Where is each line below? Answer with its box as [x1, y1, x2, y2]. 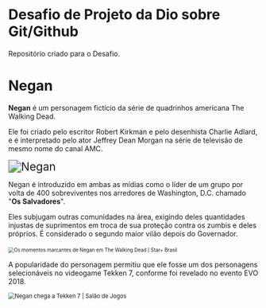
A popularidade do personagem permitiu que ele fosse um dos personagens [8, 259, 258, 269]
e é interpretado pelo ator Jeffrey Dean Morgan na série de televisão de [8, 135, 244, 145]
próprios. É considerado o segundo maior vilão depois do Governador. [8, 228, 238, 238]
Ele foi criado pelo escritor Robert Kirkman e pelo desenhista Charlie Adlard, [8, 127, 258, 136]
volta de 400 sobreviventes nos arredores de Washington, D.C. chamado [8, 188, 246, 197]
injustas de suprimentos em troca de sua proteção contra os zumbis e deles [8, 220, 256, 230]
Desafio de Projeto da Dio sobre [8, 6, 221, 24]
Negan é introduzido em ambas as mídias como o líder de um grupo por [8, 179, 244, 189]
